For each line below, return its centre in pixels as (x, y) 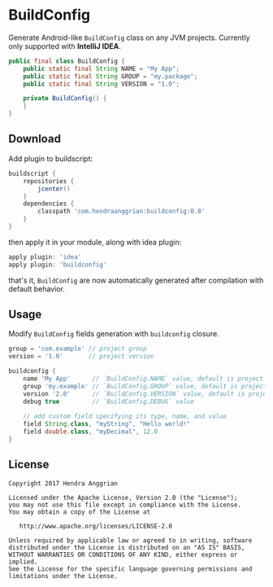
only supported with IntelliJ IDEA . (65, 46)
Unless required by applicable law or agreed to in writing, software (130, 540)
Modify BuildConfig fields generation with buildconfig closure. (114, 334)
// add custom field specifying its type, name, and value (125, 417)
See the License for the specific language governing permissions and (130, 569)
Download (35, 139)
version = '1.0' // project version (81, 357)
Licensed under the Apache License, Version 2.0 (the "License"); (123, 497)
